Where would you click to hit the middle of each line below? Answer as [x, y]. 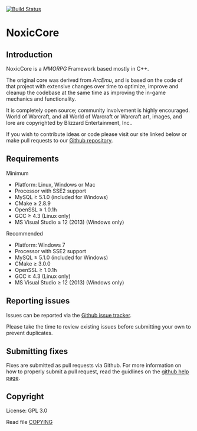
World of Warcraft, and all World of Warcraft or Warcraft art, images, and [94, 117]
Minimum [17, 173]
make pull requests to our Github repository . [60, 140]
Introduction [29, 54]
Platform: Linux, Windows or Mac [55, 184]
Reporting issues [38, 301]
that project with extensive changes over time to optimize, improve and [92, 86]
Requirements [32, 159]
